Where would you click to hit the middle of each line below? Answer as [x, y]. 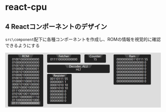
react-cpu [26, 7]
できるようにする [22, 45]
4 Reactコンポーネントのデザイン [56, 26]
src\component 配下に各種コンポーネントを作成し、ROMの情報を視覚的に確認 [83, 39]
